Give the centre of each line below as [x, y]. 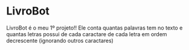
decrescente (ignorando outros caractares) [60, 40]
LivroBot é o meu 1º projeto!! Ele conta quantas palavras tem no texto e [94, 28]
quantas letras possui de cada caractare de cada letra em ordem [87, 34]
